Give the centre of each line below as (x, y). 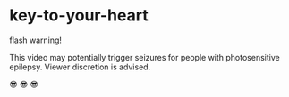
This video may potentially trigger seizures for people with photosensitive (144, 57)
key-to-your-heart (79, 16)
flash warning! (36, 40)
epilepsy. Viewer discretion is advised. (80, 67)
